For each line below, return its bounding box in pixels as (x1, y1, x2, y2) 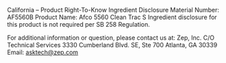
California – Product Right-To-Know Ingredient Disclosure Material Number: (7, 6, 220, 14)
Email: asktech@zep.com (7, 48, 79, 56)
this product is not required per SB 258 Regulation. (7, 21, 151, 28)
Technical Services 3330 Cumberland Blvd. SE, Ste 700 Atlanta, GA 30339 (7, 41, 218, 49)
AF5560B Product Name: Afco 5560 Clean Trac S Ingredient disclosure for (7, 13, 217, 21)
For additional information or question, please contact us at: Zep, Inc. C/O (7, 34, 214, 42)
